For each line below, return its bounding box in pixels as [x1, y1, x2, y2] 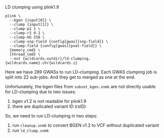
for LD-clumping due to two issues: [5, 89, 76, 95]
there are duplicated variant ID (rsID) [12, 103, 86, 109]
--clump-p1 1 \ [9, 26, 41, 31]
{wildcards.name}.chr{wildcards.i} [5, 60, 78, 65]
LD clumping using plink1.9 [5, 4, 60, 10]
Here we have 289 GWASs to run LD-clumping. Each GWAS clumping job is [5, 69, 157, 75]
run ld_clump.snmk [12, 128, 49, 133]
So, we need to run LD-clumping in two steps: [5, 113, 98, 118]
